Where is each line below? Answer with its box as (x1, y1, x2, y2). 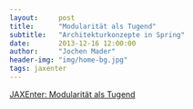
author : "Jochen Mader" (9, 47, 117, 56)
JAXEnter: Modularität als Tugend (9, 88, 136, 100)
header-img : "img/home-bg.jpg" (9, 55, 128, 64)
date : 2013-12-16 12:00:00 (9, 38, 137, 48)
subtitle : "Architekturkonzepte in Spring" (9, 30, 185, 39)
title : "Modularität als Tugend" (9, 22, 157, 31)
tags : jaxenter (9, 64, 67, 74)
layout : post (9, 13, 76, 23)
